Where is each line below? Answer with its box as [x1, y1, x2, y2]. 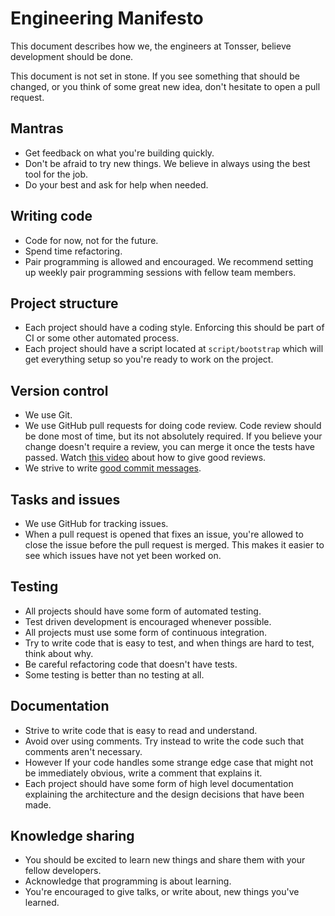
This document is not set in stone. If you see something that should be [10, 70, 300, 82]
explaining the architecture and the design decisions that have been [24, 788, 305, 800]
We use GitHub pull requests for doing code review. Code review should [24, 420, 322, 432]
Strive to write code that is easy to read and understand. [24, 724, 258, 736]
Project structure [10, 295, 119, 312]
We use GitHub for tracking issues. [24, 518, 169, 529]
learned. [24, 897, 60, 909]
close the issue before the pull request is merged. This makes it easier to [24, 539, 325, 551]
